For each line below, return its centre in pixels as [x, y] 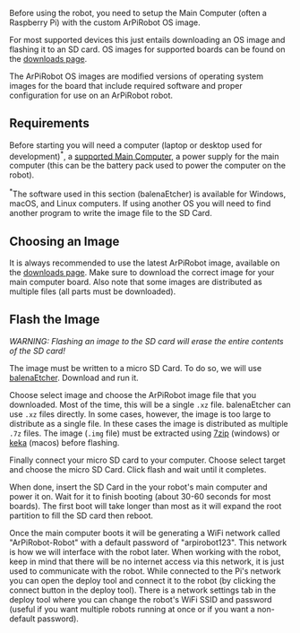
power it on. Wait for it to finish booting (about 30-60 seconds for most [140, 496]
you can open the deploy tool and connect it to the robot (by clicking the [142, 580]
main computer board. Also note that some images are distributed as [136, 282]
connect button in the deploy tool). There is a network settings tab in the [142, 590]
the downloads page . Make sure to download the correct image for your [142, 272]
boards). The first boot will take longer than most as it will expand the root [146, 506]
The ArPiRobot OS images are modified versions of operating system [137, 76]
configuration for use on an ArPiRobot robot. [91, 95]
